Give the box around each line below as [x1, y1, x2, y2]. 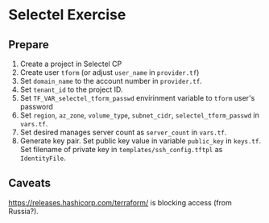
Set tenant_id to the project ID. [19, 85, 123, 94]
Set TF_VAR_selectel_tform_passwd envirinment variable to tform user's [19, 93, 255, 102]
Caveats [8, 176, 51, 190]
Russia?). [8, 206, 39, 216]
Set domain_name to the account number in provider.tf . [19, 76, 203, 85]
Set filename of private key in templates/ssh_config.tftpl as [19, 145, 223, 154]
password [19, 102, 54, 111]
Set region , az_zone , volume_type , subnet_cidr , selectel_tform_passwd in [19, 110, 259, 120]
